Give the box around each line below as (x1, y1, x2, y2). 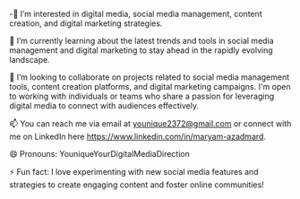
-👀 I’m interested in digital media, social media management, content (9, 9, 262, 19)
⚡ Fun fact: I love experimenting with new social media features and (9, 167, 259, 177)
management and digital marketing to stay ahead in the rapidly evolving (9, 45, 273, 56)
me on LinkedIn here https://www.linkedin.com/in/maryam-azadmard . (9, 131, 267, 142)
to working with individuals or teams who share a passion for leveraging (9, 91, 275, 101)
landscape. (9, 55, 51, 65)
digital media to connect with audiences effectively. (9, 100, 200, 111)
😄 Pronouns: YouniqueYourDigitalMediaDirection (9, 149, 190, 159)
